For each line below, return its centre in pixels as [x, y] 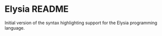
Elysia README [37, 9]
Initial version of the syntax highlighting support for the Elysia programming [81, 23]
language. [15, 28]
